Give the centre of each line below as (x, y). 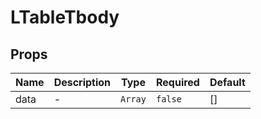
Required (177, 82)
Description (82, 82)
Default (227, 82)
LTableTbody (65, 17)
